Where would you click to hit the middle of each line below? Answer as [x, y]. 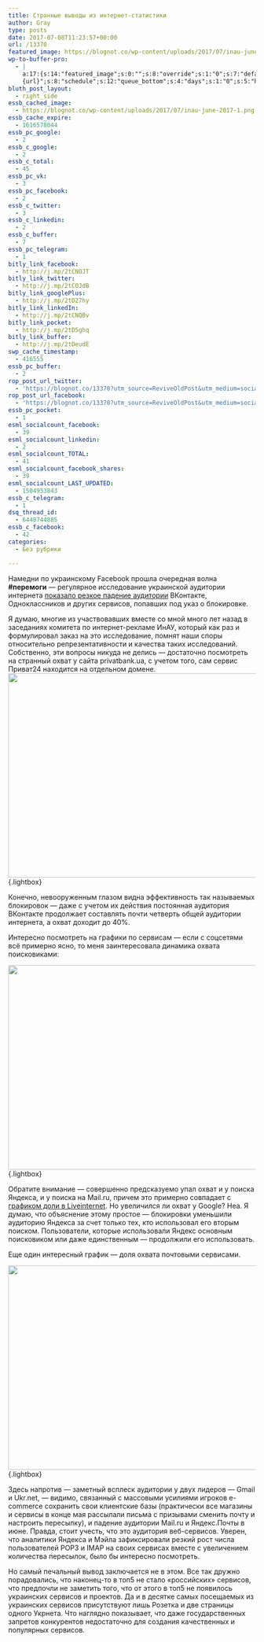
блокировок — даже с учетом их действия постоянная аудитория [119, 905]
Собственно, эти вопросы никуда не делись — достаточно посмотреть [128, 652]
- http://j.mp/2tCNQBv [52, 315]
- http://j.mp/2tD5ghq [52, 330]
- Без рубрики [38, 549]
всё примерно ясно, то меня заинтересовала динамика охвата [114, 945]
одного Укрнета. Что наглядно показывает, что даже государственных [127, 1613]
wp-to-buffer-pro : [38, 60]
